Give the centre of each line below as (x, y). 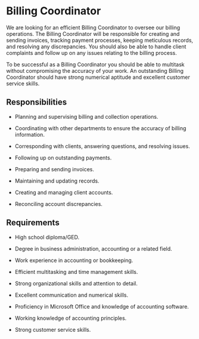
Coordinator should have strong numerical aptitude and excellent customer (98, 77)
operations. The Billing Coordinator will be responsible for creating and (93, 33)
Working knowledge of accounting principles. (71, 318)
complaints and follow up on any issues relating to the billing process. (91, 53)
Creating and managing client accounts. (64, 192)
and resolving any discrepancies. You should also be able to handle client (96, 47)
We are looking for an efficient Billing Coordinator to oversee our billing (93, 27)
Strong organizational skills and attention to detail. (76, 283)
